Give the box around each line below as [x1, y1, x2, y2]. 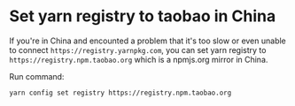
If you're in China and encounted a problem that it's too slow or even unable [9, 35, 286, 46]
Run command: [9, 71, 65, 81]
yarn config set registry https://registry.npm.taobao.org [9, 88, 232, 97]
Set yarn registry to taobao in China [9, 6, 276, 26]
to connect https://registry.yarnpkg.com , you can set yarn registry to [9, 44, 267, 55]
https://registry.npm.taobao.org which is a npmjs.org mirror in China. [9, 54, 268, 64]
